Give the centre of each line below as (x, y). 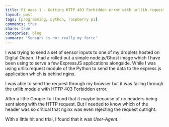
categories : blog (23, 33)
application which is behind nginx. (40, 74)
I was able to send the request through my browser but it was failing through (84, 83)
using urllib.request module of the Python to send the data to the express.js (83, 68)
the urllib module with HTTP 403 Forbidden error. (56, 89)
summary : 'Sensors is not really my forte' (52, 38)
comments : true (21, 24)
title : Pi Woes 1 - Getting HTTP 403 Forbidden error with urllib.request (85, 10)
